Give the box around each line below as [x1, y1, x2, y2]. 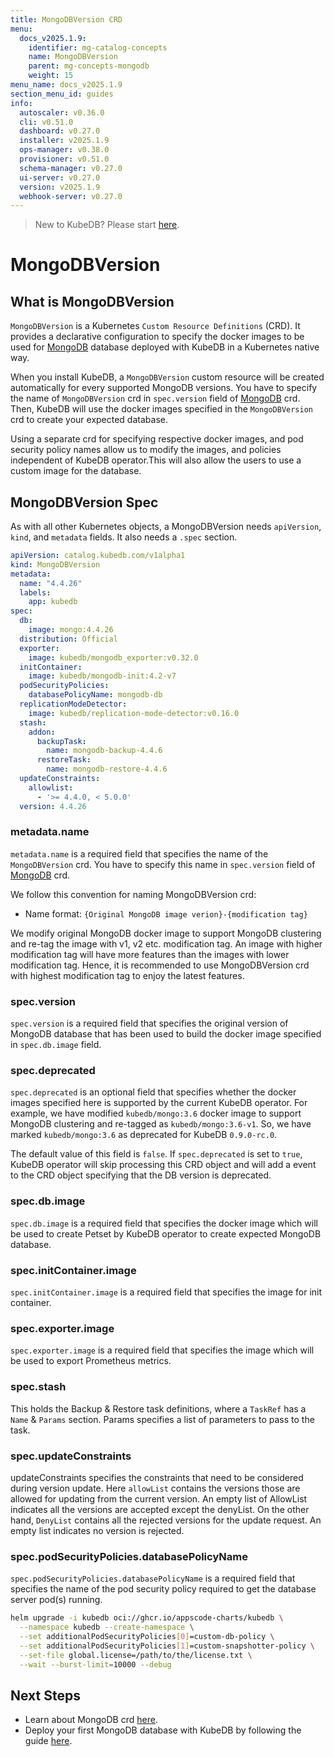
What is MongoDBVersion [10, 293, 175, 310]
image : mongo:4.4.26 [28, 625, 114, 635]
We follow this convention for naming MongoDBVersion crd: [10, 888, 257, 900]
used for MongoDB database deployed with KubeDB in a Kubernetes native [10, 341, 320, 353]
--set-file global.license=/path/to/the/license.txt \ [19, 1650, 253, 1660]
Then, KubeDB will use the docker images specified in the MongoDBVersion [10, 403, 314, 415]
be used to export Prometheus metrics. [10, 1355, 172, 1367]
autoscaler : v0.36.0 [19, 107, 105, 118]
